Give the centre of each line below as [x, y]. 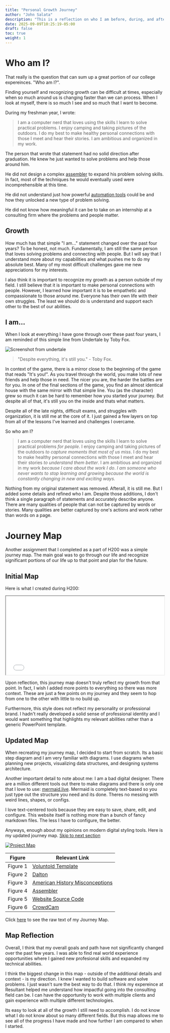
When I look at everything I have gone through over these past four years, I [83, 334]
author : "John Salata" [29, 15]
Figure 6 [18, 907]
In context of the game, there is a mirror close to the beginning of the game [83, 369]
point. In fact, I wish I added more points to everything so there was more [81, 688]
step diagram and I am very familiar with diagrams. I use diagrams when [80, 758]
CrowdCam [46, 907]
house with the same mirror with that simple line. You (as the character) [79, 390]
